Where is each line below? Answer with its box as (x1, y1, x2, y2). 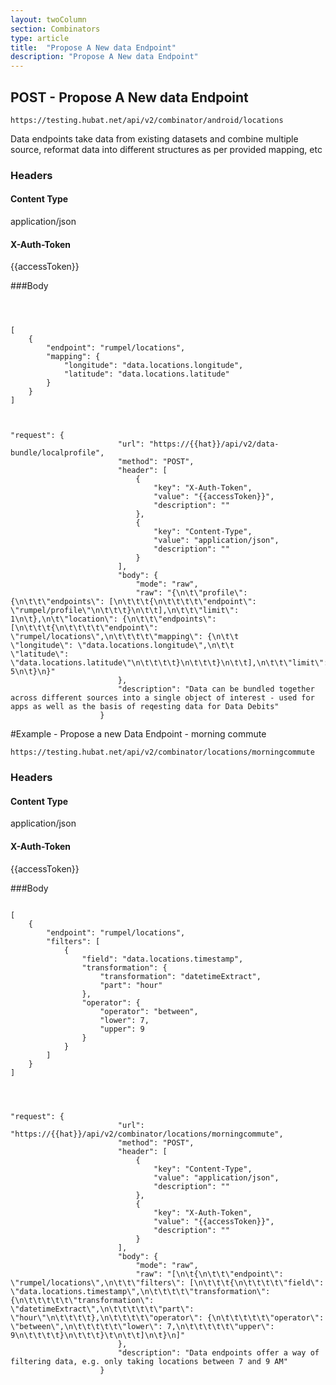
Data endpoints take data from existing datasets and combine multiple (10, 132, 299, 145)
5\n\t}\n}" (10, 667, 56, 677)
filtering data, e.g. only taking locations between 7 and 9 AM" (10, 1356, 288, 1366)
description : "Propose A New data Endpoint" (10, 52, 199, 62)
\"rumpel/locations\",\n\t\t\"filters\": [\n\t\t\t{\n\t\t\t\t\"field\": (10, 1277, 325, 1288)
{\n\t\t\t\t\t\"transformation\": (10, 1295, 155, 1305)
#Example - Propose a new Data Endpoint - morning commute (10, 728, 267, 740)
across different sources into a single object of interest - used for (10, 693, 315, 703)
